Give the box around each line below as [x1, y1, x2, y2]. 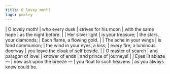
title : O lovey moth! [5, 7, 51, 13]
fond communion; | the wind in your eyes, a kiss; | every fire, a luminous [5, 42, 156, 48]
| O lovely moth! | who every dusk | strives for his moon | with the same [5, 26, 154, 32]
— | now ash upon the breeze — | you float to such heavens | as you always [5, 58, 164, 64]
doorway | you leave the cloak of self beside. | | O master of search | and [5, 48, 158, 54]
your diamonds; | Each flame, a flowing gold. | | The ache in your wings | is [5, 36, 161, 43]
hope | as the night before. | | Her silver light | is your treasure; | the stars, [5, 31, 159, 38]
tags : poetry [5, 12, 33, 17]
